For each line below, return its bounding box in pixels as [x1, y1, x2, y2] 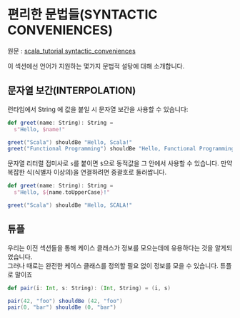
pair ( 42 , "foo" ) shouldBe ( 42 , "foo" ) [7, 297, 123, 304]
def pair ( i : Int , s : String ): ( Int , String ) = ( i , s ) [7, 284, 171, 292]
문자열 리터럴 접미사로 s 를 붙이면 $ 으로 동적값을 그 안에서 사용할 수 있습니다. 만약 [7, 159, 233, 168]
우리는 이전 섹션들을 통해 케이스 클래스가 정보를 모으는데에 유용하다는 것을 [7, 243, 214, 252]
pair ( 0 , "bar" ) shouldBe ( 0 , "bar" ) [7, 304, 116, 311]
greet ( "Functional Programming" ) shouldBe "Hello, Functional [7, 145, 196, 153]
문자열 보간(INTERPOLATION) [7, 85, 136, 97]
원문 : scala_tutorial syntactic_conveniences [7, 46, 136, 55]
